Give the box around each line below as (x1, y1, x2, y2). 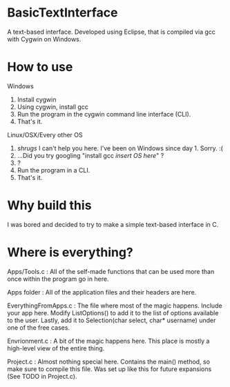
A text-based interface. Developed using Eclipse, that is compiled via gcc (7, 28, 216, 36)
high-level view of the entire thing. (7, 344, 105, 353)
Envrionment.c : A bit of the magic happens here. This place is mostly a (7, 337, 210, 345)
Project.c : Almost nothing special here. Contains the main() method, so (7, 357, 211, 366)
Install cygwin (17, 95, 57, 103)
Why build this (7, 198, 92, 213)
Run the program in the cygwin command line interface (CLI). (17, 110, 191, 118)
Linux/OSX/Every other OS (7, 130, 83, 139)
